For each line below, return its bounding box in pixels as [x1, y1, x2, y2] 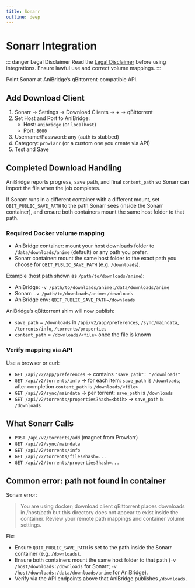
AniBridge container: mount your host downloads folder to [14, 242, 155, 249]
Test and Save [14, 146, 49, 153]
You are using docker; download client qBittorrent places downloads [20, 503, 185, 510]
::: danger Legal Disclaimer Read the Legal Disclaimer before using [6, 59, 166, 66]
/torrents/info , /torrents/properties [14, 325, 107, 332]
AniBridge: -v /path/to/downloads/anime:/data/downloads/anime [14, 284, 170, 291]
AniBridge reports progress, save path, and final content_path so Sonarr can [6, 178, 190, 185]
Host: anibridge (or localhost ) [23, 121, 96, 128]
